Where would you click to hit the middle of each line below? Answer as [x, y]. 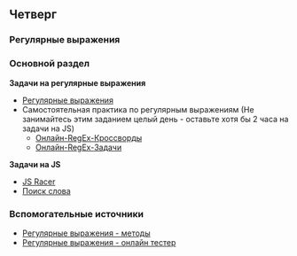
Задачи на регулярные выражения [78, 82]
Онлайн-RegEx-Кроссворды [89, 137]
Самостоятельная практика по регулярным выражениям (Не [138, 109]
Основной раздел [50, 64]
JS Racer [39, 182]
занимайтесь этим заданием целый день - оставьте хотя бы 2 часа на [155, 119]
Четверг [33, 15]
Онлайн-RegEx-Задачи [78, 147]
